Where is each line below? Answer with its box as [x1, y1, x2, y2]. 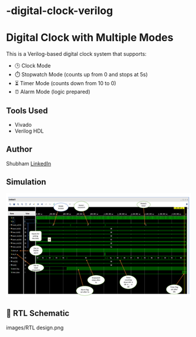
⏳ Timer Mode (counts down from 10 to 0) [14, 80, 116, 87]
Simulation [6, 177, 46, 187]
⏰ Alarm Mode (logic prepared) [14, 88, 90, 95]
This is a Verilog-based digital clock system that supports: [6, 50, 147, 58]
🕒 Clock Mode [14, 62, 51, 69]
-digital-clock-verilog [6, 4, 113, 18]
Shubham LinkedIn [6, 160, 52, 167]
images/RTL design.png [6, 324, 64, 331]
